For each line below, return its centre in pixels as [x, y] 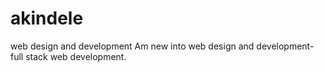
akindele [47, 18]
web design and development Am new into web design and [132, 46]
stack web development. [76, 56]
